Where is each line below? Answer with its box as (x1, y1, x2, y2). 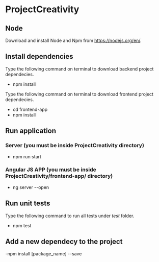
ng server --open (12, 184, 49, 190)
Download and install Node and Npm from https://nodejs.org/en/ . (5, 37, 142, 43)
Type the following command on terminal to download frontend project (5, 91, 154, 97)
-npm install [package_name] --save (5, 251, 82, 257)
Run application (5, 127, 57, 135)
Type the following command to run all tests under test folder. (5, 212, 135, 219)
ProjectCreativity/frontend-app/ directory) (5, 173, 113, 180)
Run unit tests (5, 199, 50, 208)
